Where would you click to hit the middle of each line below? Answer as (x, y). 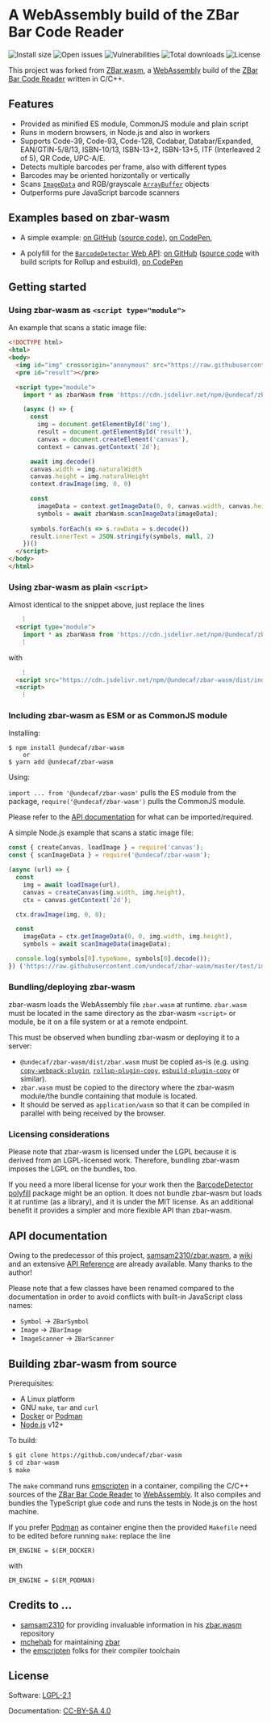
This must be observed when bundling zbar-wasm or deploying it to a (124, 1038)
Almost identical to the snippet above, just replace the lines (106, 605)
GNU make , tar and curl (59, 1408)
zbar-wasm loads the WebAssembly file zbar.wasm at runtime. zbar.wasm (128, 1005)
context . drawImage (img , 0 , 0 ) (80, 484)
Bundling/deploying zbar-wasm (72, 987)
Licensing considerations (59, 1134)
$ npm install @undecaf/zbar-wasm (67, 748)
